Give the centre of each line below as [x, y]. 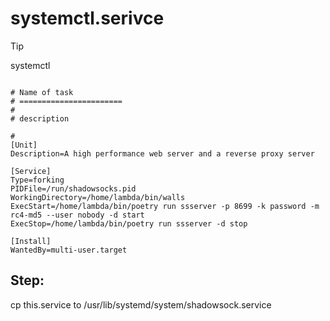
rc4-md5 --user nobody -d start [77, 215]
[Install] [31, 241]
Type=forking [37, 180]
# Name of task [42, 92]
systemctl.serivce [87, 18]
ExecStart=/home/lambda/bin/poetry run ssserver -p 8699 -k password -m [165, 206]
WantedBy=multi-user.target [69, 250]
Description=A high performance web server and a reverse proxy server [162, 153]
